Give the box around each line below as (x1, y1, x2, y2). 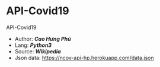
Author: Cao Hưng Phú (14, 35, 71, 42)
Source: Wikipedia (14, 47, 61, 55)
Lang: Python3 (14, 42, 52, 49)
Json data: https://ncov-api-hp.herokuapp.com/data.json (14, 54, 154, 61)
